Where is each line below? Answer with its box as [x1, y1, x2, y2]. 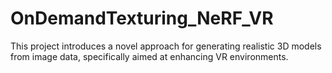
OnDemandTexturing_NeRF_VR [10, 7, 274, 30]
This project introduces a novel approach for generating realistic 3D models [10, 40, 322, 52]
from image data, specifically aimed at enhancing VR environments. [10, 50, 289, 62]
